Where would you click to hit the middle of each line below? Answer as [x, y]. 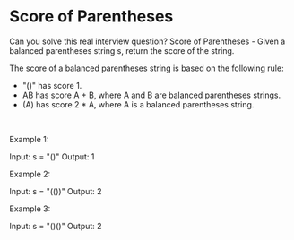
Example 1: [29, 139]
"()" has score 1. [52, 85]
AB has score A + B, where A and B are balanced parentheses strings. [151, 95]
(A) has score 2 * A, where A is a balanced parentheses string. [138, 104]
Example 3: [30, 209]
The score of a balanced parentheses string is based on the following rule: [147, 68]
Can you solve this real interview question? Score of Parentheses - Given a [147, 41]
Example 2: [30, 174]
